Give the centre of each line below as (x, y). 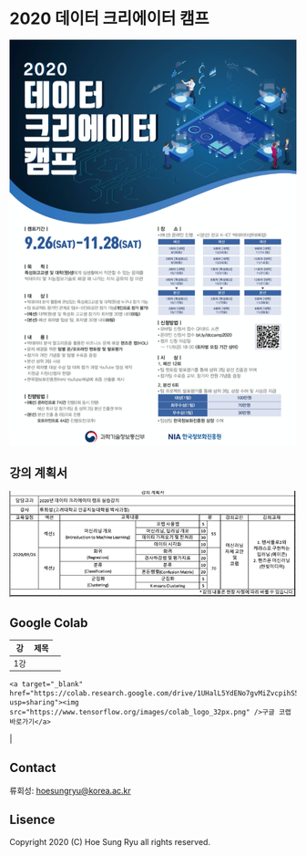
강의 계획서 (39, 473)
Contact (33, 767)
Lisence (32, 820)
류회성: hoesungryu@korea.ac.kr (70, 791)
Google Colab (49, 623)
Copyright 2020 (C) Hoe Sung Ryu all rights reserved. (110, 841)
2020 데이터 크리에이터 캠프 (109, 19)
